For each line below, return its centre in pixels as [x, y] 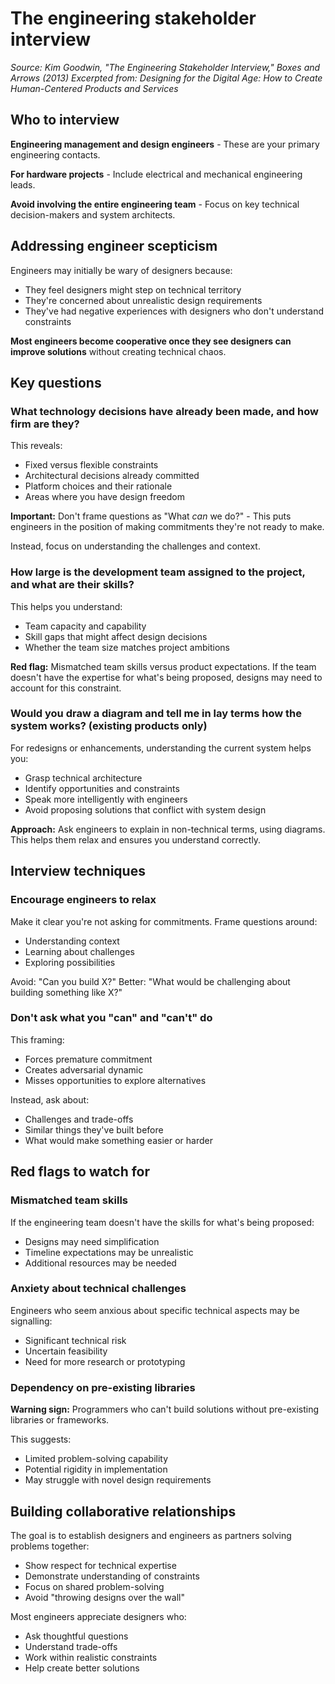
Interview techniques [78, 871]
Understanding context [72, 941]
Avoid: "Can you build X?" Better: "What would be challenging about [150, 981]
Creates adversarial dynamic [84, 1069]
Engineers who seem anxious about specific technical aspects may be [155, 1310]
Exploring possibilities [70, 962]
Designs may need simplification [92, 1241]
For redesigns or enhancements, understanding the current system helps [161, 748]
